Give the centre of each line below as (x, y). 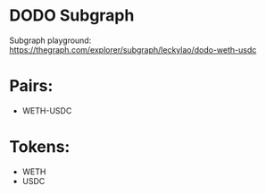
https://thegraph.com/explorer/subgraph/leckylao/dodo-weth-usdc (133, 49)
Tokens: (40, 147)
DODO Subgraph (72, 16)
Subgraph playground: (50, 40)
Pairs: (31, 86)
